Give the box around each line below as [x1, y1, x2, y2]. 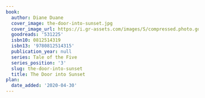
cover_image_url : [11, 26, 56, 32]
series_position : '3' [11, 60, 67, 66]
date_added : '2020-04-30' [11, 83, 78, 89]
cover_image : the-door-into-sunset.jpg [11, 20, 113, 26]
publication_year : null [11, 49, 72, 55]
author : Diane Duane [11, 15, 64, 21]
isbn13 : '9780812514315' [11, 43, 75, 49]
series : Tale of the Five [11, 54, 78, 60]
